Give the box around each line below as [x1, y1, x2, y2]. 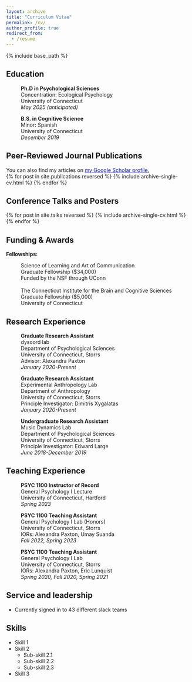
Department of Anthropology [21, 388, 91, 395]
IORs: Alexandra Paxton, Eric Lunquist [21, 567, 113, 574]
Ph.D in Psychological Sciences [21, 85, 100, 92]
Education [6, 69, 45, 80]
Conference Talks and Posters [6, 196, 119, 206]
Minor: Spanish [21, 121, 58, 128]
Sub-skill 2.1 [23, 651, 53, 658]
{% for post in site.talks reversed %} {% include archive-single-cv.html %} [6, 211, 186, 218]
